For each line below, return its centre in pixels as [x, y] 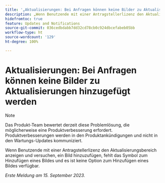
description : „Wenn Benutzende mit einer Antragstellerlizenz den [74, 14]
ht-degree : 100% [22, 42]
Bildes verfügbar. [23, 166]
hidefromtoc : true [24, 19]
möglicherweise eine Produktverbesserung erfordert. [59, 130]
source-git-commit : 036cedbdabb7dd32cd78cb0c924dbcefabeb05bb [70, 28]
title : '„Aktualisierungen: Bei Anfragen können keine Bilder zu [73, 10]
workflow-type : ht [24, 32]
